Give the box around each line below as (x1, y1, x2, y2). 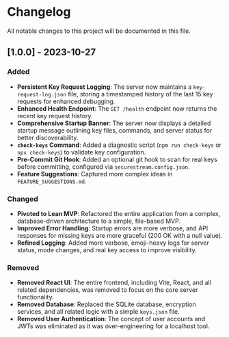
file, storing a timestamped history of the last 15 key (68, 90, 213, 98)
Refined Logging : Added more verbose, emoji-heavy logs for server (16, 239, 210, 247)
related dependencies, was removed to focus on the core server (16, 286, 198, 294)
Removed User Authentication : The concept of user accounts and (16, 315, 206, 323)
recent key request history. (16, 111, 93, 120)
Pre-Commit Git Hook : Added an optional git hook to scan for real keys (16, 155, 217, 163)
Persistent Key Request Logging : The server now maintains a (16, 83, 192, 91)
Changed (7, 194, 39, 204)
